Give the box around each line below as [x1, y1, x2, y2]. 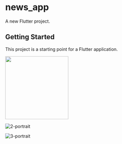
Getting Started [5, 33, 55, 41]
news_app [5, 2, 49, 13]
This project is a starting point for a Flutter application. [5, 46, 118, 52]
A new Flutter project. [5, 18, 50, 24]
